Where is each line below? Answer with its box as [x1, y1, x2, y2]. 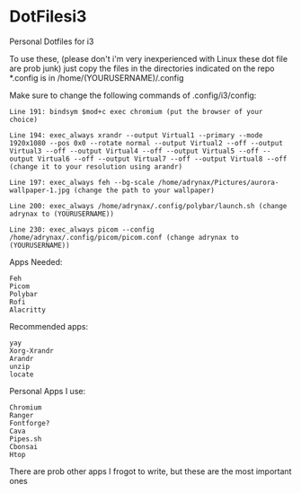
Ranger [9, 410, 34, 419]
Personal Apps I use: [9, 385, 86, 396]
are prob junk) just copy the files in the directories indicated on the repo [9, 63, 275, 74]
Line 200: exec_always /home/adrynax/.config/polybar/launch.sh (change [9, 201, 288, 210]
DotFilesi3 [9, 6, 87, 27]
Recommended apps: [9, 321, 88, 331]
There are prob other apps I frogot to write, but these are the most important [9, 465, 292, 477]
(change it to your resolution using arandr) [9, 162, 182, 172]
